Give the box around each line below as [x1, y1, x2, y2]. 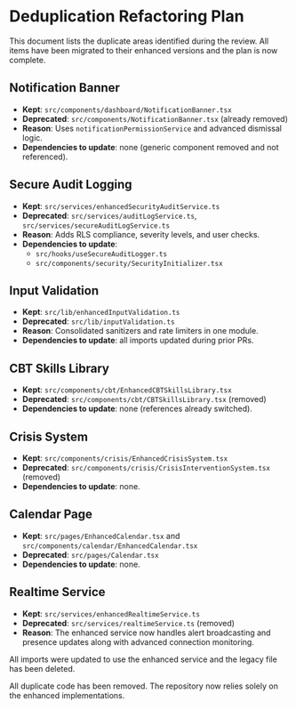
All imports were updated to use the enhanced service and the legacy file [9, 654, 277, 665]
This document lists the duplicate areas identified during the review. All [9, 36, 269, 46]
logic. [21, 132, 43, 143]
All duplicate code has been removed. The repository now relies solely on [9, 681, 278, 691]
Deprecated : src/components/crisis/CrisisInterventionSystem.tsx [21, 463, 271, 472]
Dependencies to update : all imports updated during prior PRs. [21, 335, 254, 346]
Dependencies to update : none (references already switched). [21, 403, 253, 415]
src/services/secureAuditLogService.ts [21, 221, 171, 230]
